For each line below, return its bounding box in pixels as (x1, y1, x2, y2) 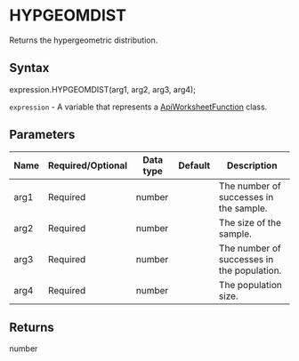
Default (178, 159, 211, 172)
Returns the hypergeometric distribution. (9, 35, 158, 45)
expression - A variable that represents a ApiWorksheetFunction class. (9, 101, 268, 112)
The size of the (218, 216, 282, 229)
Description (226, 159, 278, 172)
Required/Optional (47, 159, 127, 172)
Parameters (9, 127, 76, 142)
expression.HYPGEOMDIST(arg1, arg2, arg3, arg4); (9, 84, 196, 94)
